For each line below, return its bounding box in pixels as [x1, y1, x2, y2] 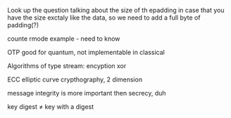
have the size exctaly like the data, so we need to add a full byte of [7, 13, 201, 22]
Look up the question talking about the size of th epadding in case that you [7, 6, 225, 14]
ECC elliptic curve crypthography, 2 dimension [7, 75, 143, 84]
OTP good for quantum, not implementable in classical [7, 48, 166, 56]
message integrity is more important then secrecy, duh [7, 89, 167, 97]
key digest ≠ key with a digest [7, 103, 94, 111]
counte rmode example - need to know [7, 34, 120, 43]
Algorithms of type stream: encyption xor [7, 62, 127, 70]
